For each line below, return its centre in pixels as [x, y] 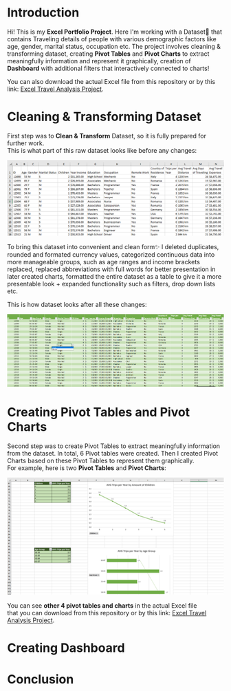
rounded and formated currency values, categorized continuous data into [111, 254]
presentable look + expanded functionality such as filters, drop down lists [111, 284]
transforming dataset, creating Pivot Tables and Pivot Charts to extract [108, 54]
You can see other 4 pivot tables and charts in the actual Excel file [102, 605]
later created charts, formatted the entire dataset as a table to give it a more [114, 276]
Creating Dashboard [66, 648]
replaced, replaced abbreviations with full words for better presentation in [111, 269]
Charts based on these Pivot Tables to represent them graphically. [101, 460]
